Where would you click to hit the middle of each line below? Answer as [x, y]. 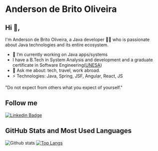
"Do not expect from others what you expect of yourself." [64, 87]
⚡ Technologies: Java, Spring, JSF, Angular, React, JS [68, 76]
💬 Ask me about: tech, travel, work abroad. [56, 70]
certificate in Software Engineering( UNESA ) [57, 65]
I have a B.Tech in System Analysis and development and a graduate [82, 60]
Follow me [21, 103]
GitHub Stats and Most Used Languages [69, 131]
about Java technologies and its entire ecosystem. [57, 45]
